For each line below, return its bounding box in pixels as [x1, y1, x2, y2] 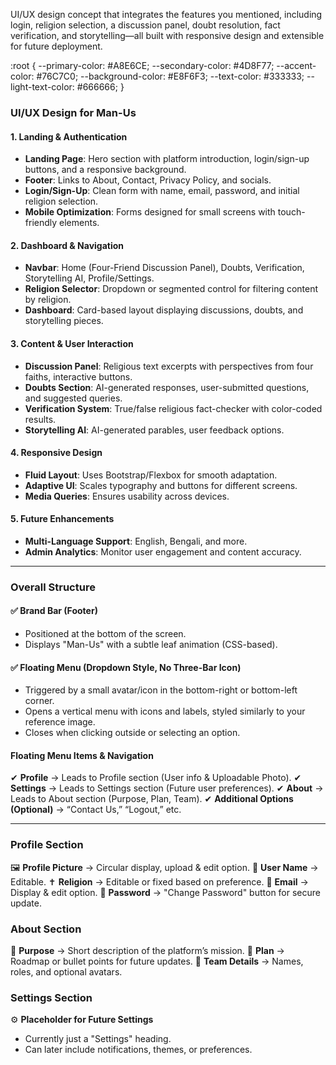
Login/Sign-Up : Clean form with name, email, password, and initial [24, 185, 300, 197]
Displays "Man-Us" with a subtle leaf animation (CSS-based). [24, 639, 278, 651]
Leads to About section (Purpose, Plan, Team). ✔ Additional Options [10, 793, 294, 805]
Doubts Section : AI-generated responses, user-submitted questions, [24, 381, 310, 393]
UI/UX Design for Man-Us [10, 105, 137, 119]
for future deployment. [10, 40, 103, 52]
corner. [24, 695, 55, 707]
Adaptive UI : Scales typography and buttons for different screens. [24, 479, 298, 491]
